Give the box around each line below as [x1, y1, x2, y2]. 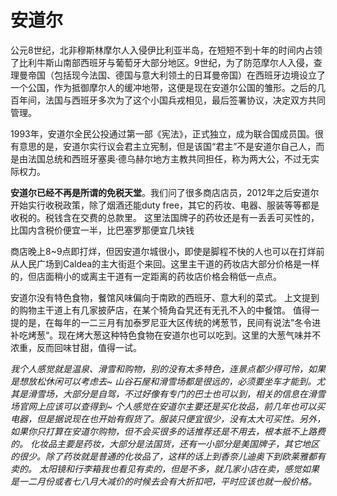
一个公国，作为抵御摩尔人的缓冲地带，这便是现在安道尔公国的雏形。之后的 [10, 81, 317, 93]
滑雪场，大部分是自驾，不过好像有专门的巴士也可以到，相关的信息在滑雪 [27, 387, 326, 400]
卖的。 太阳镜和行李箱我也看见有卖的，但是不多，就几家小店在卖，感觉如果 [10, 462, 320, 475]
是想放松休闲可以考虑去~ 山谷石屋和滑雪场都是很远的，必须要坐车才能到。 [10, 375, 317, 387]
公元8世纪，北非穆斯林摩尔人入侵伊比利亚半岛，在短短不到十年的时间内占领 [10, 44, 323, 56]
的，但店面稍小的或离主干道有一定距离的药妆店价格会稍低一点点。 [10, 270, 282, 282]
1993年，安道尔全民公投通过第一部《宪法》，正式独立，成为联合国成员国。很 [10, 127, 324, 140]
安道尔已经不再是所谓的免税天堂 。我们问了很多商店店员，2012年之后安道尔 [10, 186, 320, 198]
